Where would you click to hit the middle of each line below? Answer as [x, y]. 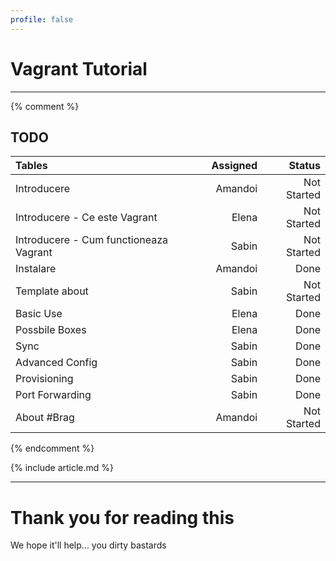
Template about [52, 291]
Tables [31, 166]
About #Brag [45, 418]
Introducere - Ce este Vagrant [86, 218]
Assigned [234, 166]
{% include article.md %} [62, 468]
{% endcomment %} [52, 448]
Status [304, 166]
